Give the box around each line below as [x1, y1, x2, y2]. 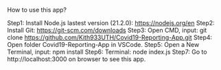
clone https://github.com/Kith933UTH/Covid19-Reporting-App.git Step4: [7, 33, 213, 41]
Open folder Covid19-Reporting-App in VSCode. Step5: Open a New [7, 41, 200, 48]
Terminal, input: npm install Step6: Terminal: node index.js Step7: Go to [7, 48, 207, 56]
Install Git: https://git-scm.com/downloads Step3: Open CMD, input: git [7, 27, 207, 34]
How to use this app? [7, 6, 67, 14]
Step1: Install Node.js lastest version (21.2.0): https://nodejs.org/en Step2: [7, 19, 215, 27]
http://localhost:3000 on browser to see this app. [7, 55, 146, 63]
